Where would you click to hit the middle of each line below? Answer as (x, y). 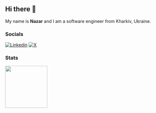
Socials (14, 34)
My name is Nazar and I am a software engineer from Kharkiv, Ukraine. (78, 21)
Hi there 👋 (21, 9)
